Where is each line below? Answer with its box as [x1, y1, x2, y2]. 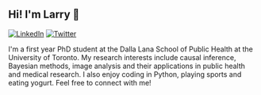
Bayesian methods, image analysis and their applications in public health [8, 61, 246, 70]
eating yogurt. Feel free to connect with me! [8, 78, 152, 87]
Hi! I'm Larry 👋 [8, 8, 80, 21]
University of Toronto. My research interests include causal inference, [8, 52, 236, 62]
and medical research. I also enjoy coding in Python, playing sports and [8, 69, 242, 79]
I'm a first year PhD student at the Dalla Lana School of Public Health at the [8, 44, 254, 54]
